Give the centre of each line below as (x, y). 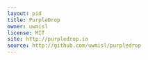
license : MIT (26, 33)
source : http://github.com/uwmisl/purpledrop (74, 46)
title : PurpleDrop (34, 20)
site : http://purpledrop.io (48, 39)
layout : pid (24, 13)
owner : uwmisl (28, 26)
